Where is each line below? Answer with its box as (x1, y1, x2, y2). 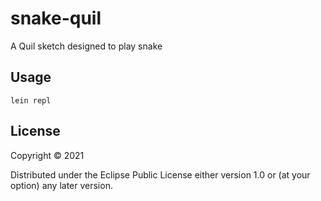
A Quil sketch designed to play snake (10, 40, 163, 52)
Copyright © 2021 (10, 149, 85, 161)
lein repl (10, 95, 52, 106)
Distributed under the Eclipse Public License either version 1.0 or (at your (10, 168, 311, 181)
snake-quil (10, 7, 102, 30)
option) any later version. (10, 179, 113, 191)
